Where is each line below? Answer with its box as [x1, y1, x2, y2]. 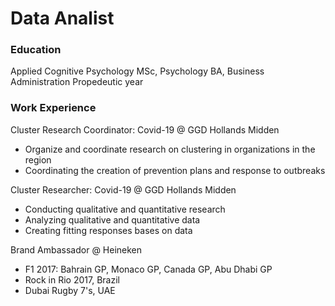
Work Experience [10, 101, 97, 115]
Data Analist [10, 7, 115, 30]
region [24, 153, 52, 166]
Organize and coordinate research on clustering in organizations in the [24, 143, 316, 155]
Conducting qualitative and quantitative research [24, 203, 226, 215]
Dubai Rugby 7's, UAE [24, 284, 116, 296]
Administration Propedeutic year [10, 76, 144, 88]
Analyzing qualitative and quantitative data [24, 213, 201, 226]
